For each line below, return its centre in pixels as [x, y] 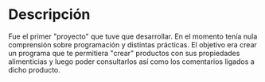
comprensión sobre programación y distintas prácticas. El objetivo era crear [132, 44]
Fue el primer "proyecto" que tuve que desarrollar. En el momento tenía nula [133, 36]
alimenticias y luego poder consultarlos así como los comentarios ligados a [131, 61]
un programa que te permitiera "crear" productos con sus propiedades [124, 53]
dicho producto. [35, 69]
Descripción [49, 15]
